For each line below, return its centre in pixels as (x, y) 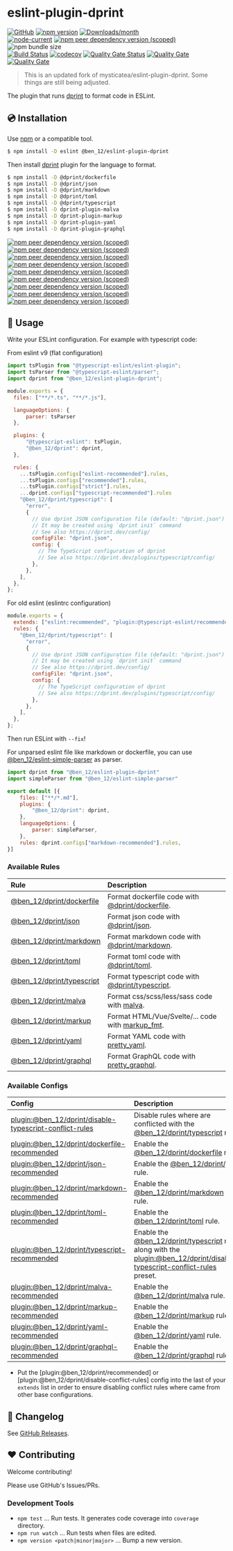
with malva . (126, 1005)
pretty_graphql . (132, 1065)
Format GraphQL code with (152, 1056)
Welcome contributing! (40, 1471)
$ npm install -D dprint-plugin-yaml (62, 222)
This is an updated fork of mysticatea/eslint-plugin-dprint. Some (116, 75)
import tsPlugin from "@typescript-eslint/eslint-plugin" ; (94, 366)
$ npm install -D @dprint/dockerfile (62, 177)
